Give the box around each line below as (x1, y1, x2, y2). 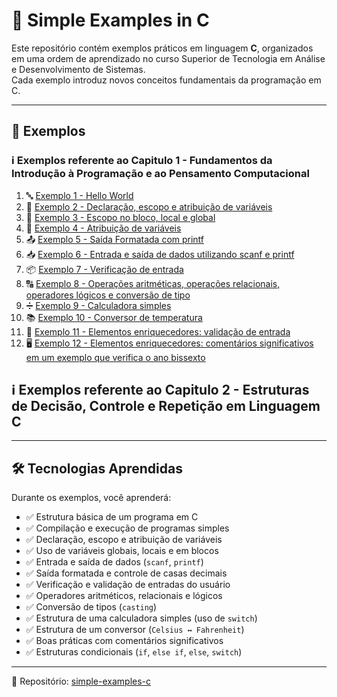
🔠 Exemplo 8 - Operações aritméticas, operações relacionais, (25, 277, 281, 289)
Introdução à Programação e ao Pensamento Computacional (11, 167, 310, 181)
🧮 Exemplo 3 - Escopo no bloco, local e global (25, 211, 216, 223)
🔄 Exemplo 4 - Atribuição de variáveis (25, 222, 182, 234)
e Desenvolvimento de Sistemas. (11, 63, 146, 75)
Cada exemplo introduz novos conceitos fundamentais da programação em (11, 74, 322, 86)
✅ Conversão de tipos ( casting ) (25, 601, 158, 613)
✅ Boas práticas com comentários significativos (25, 635, 224, 647)
